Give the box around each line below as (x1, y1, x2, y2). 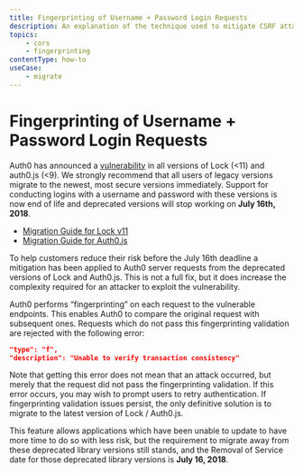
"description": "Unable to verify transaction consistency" (9, 353, 241, 362)
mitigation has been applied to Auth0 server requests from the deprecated (9, 262, 286, 273)
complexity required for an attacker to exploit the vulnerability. (9, 281, 241, 292)
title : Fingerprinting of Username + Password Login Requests (9, 13, 248, 23)
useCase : (9, 64, 42, 73)
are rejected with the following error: (9, 327, 145, 339)
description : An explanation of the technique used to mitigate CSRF (9, 22, 277, 31)
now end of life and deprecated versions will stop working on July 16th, (9, 198, 276, 209)
